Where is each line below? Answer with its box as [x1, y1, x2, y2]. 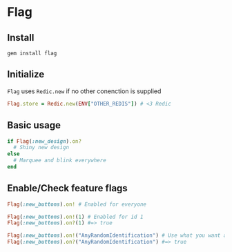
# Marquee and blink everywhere [13, 157, 107, 164]
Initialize [7, 68, 45, 80]
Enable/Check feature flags [7, 182, 128, 194]
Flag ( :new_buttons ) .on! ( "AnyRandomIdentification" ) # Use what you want [7, 232, 221, 239]
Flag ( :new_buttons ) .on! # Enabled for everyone [7, 201, 147, 208]
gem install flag [7, 50, 57, 57]
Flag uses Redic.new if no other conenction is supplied [7, 87, 162, 95]
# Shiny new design [13, 144, 70, 151]
